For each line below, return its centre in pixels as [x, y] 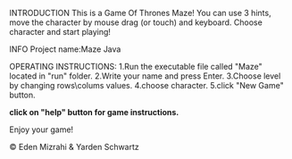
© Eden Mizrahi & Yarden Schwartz [75, 147]
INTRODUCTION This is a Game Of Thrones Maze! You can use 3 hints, [140, 13]
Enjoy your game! [42, 130]
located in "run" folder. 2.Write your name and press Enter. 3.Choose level [145, 76]
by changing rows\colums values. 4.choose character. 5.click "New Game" [146, 85]
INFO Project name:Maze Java [65, 49]
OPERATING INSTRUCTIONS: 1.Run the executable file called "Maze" [136, 67]
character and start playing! [60, 32]
